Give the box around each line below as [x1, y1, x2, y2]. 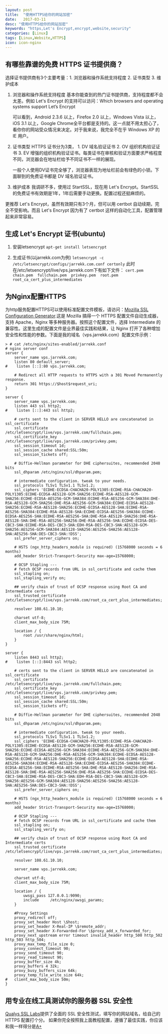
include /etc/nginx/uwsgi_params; [23, 898, 104, 903]
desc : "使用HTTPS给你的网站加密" [5, 21, 69, 27]
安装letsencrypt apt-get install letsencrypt [12, 244, 107, 250]
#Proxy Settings [14, 911, 49, 916]
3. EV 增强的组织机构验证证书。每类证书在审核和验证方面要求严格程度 [18, 150, 162, 156]
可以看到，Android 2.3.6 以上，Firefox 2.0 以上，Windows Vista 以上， [12, 114, 159, 120]
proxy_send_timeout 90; [14, 951, 64, 956]
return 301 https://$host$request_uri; [14, 382, 98, 387]
